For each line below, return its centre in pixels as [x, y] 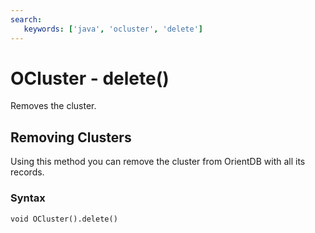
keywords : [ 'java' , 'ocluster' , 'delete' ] [113, 29]
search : [26, 19]
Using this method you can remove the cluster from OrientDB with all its [158, 162]
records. [27, 172]
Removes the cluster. [53, 106]
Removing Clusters [71, 137]
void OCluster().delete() [64, 219]
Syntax [28, 198]
